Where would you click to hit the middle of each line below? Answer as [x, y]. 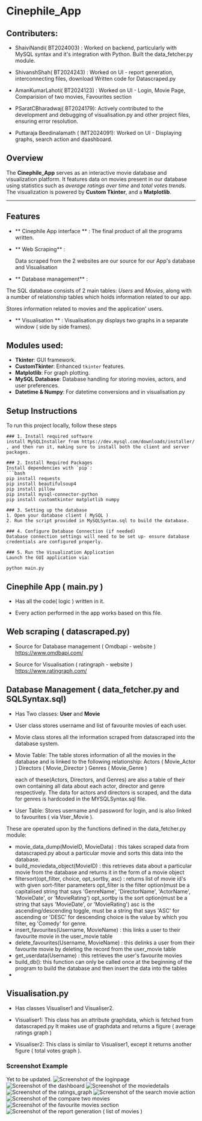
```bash [16, 473]
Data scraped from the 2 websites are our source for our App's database [105, 261]
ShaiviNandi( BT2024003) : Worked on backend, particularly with [96, 48]
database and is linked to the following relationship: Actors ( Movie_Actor [105, 761]
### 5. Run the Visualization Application [60, 552]
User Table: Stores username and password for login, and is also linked [103, 810]
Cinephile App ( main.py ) [55, 586]
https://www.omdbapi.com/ [49, 652]
